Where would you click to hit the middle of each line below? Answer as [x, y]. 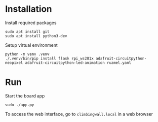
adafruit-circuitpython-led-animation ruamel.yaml [78, 62]
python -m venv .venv [27, 54]
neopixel [14, 62]
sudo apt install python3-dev [36, 36]
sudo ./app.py [20, 105]
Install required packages [31, 23]
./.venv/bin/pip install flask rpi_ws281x [49, 58]
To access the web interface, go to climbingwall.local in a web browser [79, 114]
